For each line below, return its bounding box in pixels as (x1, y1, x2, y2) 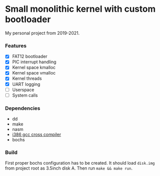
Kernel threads (12, 75, 42, 81)
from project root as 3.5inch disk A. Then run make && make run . (5, 165, 133, 171)
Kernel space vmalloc (12, 70, 56, 76)
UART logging (12, 81, 40, 87)
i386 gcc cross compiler (12, 131, 61, 138)
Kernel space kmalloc (12, 65, 56, 71)
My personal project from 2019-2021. (5, 30, 80, 36)
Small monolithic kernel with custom (5, 3, 156, 15)
